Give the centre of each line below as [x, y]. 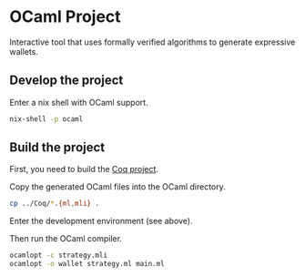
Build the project [57, 148]
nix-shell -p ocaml [46, 119]
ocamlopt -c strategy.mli [58, 256]
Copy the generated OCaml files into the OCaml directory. [117, 187]
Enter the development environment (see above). [101, 221]
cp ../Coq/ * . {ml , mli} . [55, 204]
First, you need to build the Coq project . [84, 169]
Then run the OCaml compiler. [66, 239]
